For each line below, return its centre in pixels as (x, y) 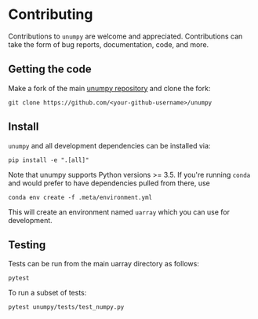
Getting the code (50, 70)
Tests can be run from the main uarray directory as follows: (104, 264)
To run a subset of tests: (47, 293)
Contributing (51, 15)
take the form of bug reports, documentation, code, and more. (109, 44)
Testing (27, 245)
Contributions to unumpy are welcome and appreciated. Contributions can (125, 36)
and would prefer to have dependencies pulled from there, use (109, 183)
